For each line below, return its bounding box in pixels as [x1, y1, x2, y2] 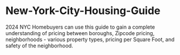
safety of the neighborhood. [5, 42, 74, 49]
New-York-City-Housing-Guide [5, 4, 161, 18]
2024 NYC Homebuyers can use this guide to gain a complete [5, 23, 155, 30]
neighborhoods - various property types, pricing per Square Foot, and [5, 36, 175, 43]
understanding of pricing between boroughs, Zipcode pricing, [5, 29, 155, 36]
